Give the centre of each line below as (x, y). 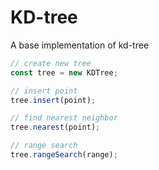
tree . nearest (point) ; (55, 127)
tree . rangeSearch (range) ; (64, 155)
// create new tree (51, 63)
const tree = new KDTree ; (64, 72)
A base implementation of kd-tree (80, 45)
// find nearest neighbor (64, 118)
